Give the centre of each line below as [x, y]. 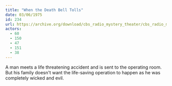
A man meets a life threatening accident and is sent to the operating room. [84, 67]
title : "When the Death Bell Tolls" [44, 10]
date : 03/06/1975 [24, 15]
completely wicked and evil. [35, 78]
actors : [14, 29]
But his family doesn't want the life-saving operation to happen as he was [83, 72]
